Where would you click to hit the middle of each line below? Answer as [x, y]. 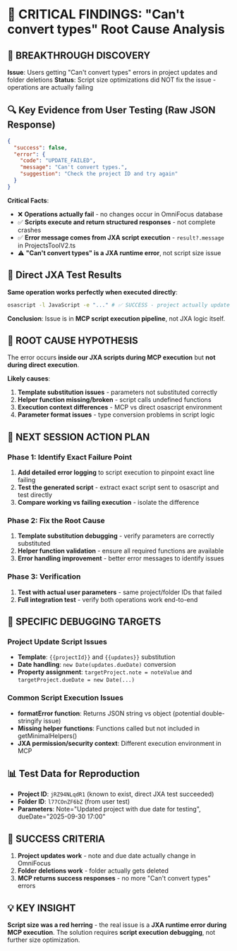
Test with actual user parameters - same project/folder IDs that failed [120, 592]
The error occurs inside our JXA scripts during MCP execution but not [111, 357]
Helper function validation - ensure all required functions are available [121, 551]
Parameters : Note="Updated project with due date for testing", [109, 809]
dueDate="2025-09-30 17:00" [61, 816]
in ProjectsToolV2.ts [47, 245]
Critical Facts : [28, 200]
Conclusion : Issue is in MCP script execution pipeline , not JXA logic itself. [116, 318]
